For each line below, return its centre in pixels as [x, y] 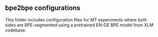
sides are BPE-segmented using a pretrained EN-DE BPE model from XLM [79, 25]
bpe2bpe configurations [43, 8]
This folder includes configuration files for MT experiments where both [76, 19]
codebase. [16, 30]
